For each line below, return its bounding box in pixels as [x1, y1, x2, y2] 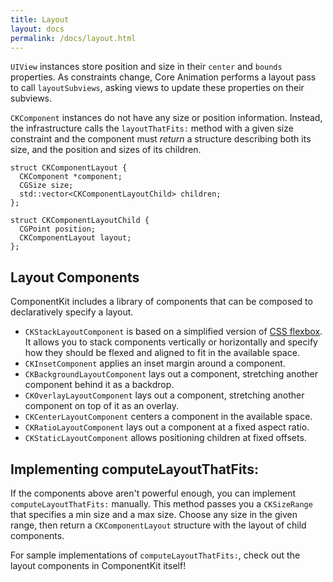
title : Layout [10, 14, 70, 25]
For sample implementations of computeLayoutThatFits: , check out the [10, 549, 301, 561]
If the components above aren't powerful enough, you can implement [10, 487, 296, 499]
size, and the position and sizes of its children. [10, 144, 202, 156]
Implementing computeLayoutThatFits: [10, 461, 259, 478]
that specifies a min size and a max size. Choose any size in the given [10, 509, 298, 520]
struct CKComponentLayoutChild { [10, 216, 150, 226]
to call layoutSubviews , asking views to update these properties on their [10, 82, 305, 94]
